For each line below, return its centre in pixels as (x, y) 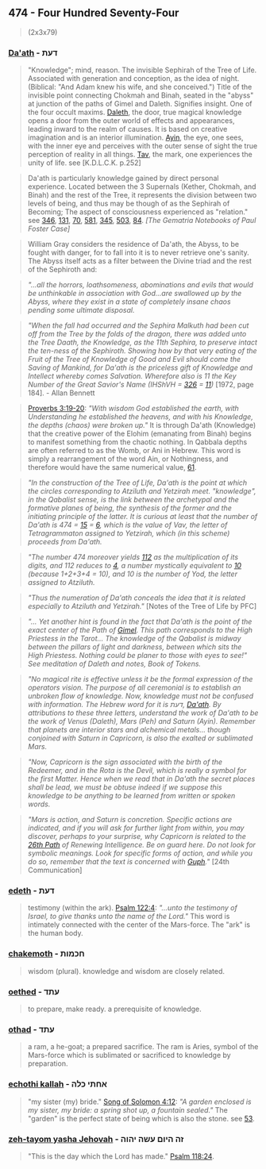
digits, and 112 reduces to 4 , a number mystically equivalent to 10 (135, 566)
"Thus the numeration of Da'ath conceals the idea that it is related (137, 598)
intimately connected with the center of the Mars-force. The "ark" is (139, 925)
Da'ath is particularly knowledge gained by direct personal (123, 179)
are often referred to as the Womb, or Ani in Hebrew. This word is (134, 451)
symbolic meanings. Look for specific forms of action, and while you (140, 853)
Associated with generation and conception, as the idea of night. (133, 79)
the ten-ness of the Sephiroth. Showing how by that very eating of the (142, 351)
